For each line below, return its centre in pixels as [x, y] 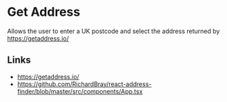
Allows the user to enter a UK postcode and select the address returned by [113, 31]
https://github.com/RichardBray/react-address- [84, 84]
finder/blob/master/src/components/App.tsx [80, 91]
